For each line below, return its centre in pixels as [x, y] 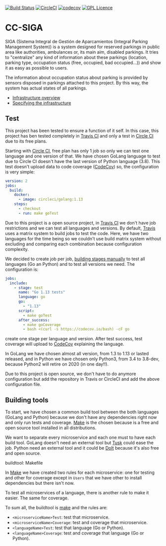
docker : [22, 195]
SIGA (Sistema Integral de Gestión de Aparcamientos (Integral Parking [77, 41]
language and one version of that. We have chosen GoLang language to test [83, 156]
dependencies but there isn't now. [40, 483]
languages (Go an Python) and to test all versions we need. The [70, 264]
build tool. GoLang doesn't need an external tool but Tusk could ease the [79, 443]
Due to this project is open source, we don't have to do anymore [71, 374]
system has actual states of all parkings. [46, 88]
